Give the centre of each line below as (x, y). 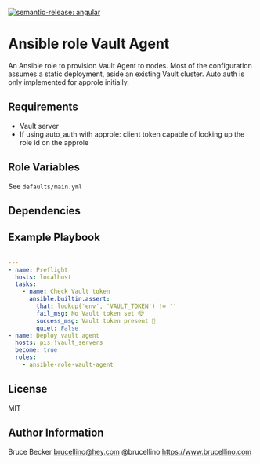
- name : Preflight (38, 270)
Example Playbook (54, 237)
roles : (26, 357)
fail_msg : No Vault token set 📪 (90, 313)
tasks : (26, 284)
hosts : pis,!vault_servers (59, 343)
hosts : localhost (43, 277)
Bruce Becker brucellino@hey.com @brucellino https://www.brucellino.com (130, 451)
